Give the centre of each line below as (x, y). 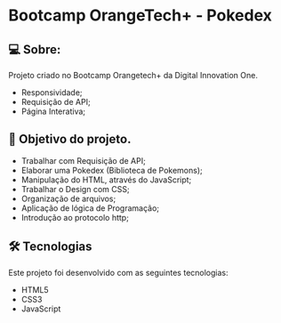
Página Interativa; (53, 111)
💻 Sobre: (35, 49)
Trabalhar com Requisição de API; (83, 160)
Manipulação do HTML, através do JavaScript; (106, 180)
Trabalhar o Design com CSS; (75, 189)
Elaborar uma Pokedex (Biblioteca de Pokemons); (112, 170)
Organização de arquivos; (68, 198)
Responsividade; (52, 93)
